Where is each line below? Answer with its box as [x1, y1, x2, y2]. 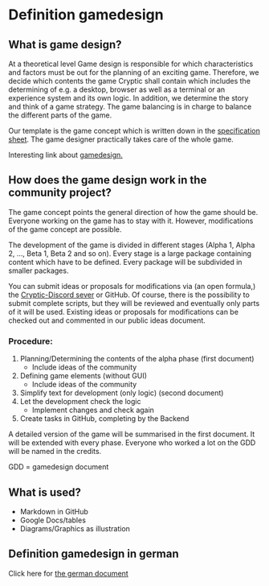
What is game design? [8, 38, 122, 52]
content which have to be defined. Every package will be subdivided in [8, 257, 243, 266]
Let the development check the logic [19, 397, 141, 406]
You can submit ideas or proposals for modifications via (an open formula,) [8, 281, 256, 291]
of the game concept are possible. [8, 224, 122, 234]
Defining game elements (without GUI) [19, 371, 147, 381]
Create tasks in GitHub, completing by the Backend [19, 414, 190, 423]
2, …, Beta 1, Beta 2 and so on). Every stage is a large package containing [8, 248, 251, 258]
